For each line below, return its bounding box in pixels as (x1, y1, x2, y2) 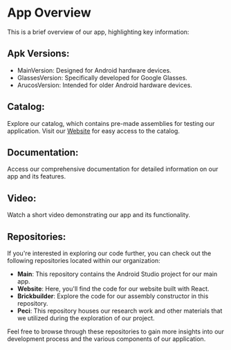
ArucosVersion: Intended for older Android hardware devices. (17, 81, 192, 89)
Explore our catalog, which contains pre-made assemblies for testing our (7, 119, 215, 127)
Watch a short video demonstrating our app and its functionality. (7, 211, 191, 219)
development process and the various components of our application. (7, 335, 206, 343)
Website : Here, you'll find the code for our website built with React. (17, 285, 210, 293)
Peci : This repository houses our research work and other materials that (17, 306, 223, 315)
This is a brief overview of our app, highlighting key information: (7, 28, 190, 36)
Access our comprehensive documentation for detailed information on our (7, 165, 219, 174)
